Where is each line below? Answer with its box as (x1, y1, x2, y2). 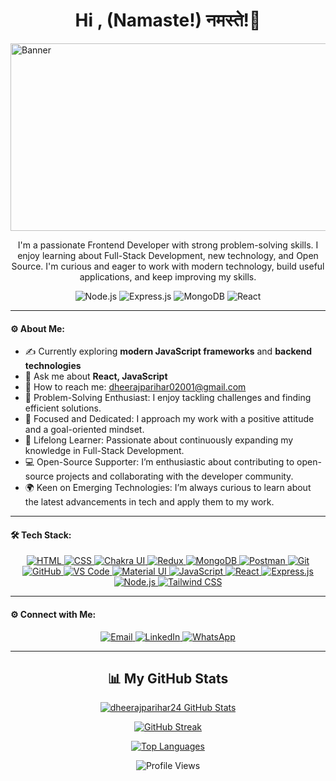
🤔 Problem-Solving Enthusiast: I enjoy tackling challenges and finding (24, 392, 312, 404)
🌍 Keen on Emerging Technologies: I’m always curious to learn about (24, 482, 312, 494)
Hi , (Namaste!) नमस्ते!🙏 (74, 9, 262, 32)
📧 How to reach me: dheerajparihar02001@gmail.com (24, 381, 247, 393)
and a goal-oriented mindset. (24, 424, 145, 436)
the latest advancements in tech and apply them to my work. (24, 496, 275, 508)
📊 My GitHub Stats (107, 670, 229, 687)
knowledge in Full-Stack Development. (24, 445, 185, 457)
